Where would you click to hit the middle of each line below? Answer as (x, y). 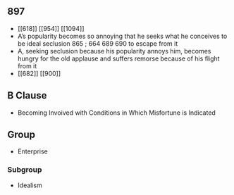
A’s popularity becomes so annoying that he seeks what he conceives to (122, 36)
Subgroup (25, 170)
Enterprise (32, 151)
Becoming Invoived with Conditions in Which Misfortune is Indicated (117, 113)
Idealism (30, 185)
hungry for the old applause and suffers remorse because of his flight (118, 58)
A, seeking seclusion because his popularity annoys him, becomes (114, 51)
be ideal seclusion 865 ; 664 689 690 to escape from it (98, 43)
